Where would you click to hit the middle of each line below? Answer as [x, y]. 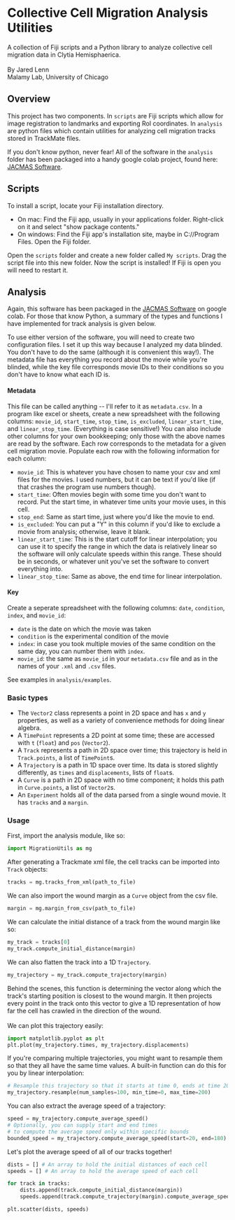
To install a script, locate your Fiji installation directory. [86, 205]
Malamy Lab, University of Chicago [58, 77]
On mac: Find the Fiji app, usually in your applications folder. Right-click [120, 219]
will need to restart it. [38, 270]
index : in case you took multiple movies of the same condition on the [116, 643]
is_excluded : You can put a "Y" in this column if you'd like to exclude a [119, 524]
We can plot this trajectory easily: [55, 1025]
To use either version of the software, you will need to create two [101, 337]
